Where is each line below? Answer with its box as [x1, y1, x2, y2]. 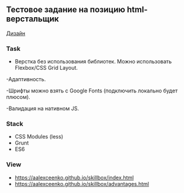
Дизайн [6, 30, 26, 37]
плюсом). [6, 94, 31, 101]
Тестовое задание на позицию [6, 5, 126, 15]
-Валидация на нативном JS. [6, 105, 79, 112]
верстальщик [6, 14, 59, 24]
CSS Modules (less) [14, 133, 64, 140]
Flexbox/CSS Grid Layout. [14, 65, 78, 72]
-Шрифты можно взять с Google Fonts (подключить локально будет [6, 87, 178, 94]
